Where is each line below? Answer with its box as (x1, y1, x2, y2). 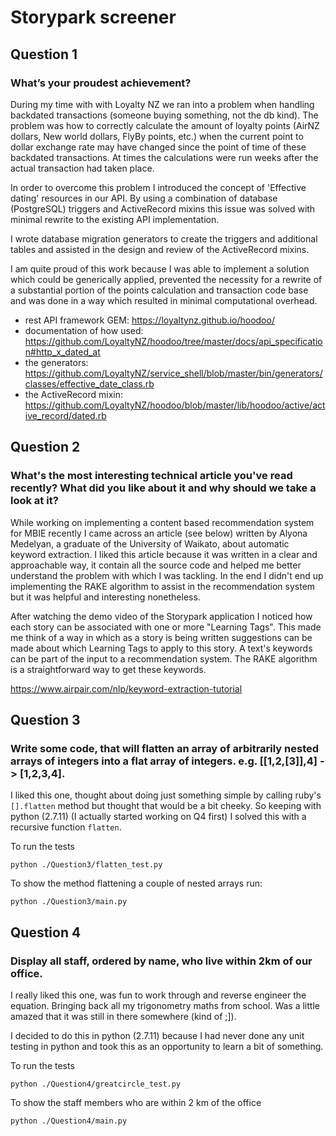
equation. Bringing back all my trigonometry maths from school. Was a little (10, 999, 320, 1011)
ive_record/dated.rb (24, 409, 107, 421)
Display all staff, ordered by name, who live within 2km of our (10, 954, 313, 968)
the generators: (24, 356, 89, 368)
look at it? (10, 494, 59, 508)
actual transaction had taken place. (10, 162, 155, 174)
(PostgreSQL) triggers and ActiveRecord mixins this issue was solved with (10, 202, 316, 215)
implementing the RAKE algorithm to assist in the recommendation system (10, 580, 316, 592)
